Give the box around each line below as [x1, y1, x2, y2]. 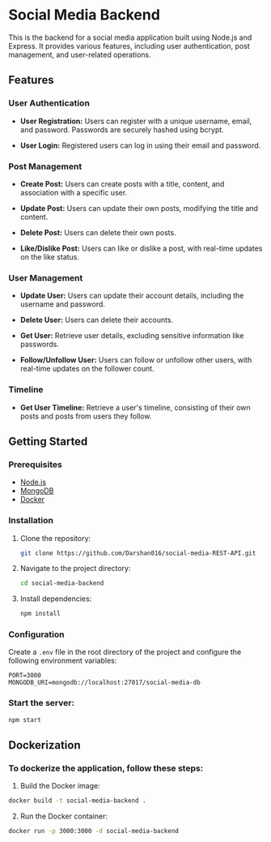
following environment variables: [8, 655, 117, 666]
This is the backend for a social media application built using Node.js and [8, 32, 252, 42]
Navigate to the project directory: [19, 564, 131, 574]
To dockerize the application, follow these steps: [8, 763, 204, 774]
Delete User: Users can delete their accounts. [19, 315, 174, 325]
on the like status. [19, 251, 79, 261]
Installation [8, 515, 54, 526]
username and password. [19, 299, 105, 309]
